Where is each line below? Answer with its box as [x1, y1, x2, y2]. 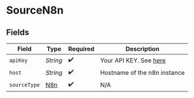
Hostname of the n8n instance [100, 68, 185, 77]
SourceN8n [6, 4, 64, 17]
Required [68, 45, 95, 53]
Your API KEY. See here [100, 56, 166, 64]
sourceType [9, 81, 40, 88]
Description [125, 45, 159, 53]
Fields [6, 27, 30, 37]
